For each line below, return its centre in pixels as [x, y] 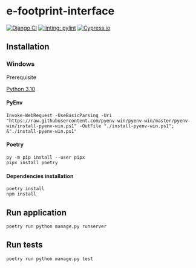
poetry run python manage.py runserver [57, 227]
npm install [21, 194]
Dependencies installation [40, 176]
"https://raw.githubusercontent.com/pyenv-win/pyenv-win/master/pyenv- [98, 121]
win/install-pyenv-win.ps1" [42, 126]
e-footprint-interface [60, 11]
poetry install [25, 189]
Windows [21, 64]
